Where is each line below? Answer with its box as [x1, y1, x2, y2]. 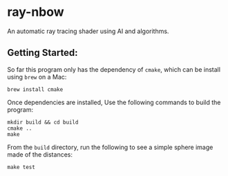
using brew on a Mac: [7, 72, 67, 81]
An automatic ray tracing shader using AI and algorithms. [7, 27, 169, 35]
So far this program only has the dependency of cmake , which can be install [7, 65, 221, 73]
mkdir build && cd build [7, 119, 79, 126]
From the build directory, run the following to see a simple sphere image [7, 143, 213, 151]
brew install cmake [7, 86, 64, 93]
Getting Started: [7, 47, 78, 59]
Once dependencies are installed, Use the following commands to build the [7, 98, 221, 106]
